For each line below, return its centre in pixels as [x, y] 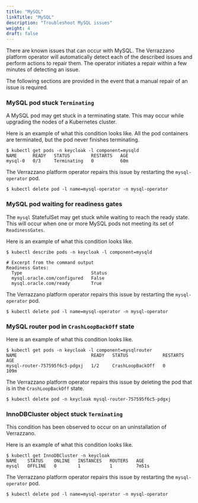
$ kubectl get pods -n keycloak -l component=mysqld [73, 151]
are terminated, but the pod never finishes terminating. [73, 140]
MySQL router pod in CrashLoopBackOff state [70, 326]
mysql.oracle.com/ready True [57, 283]
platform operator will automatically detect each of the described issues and [99, 57]
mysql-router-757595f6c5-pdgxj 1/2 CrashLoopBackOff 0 [86, 366]
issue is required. [27, 87]
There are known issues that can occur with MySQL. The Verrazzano [90, 50]
